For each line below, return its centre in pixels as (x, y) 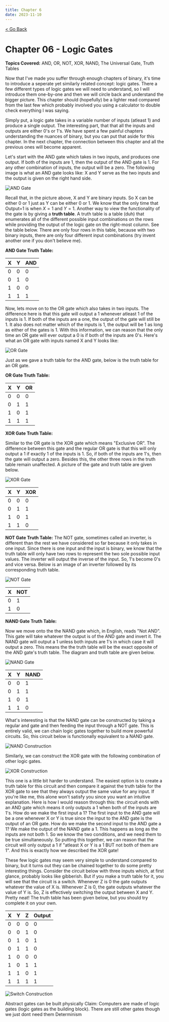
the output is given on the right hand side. (49, 178)
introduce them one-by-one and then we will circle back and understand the (84, 94)
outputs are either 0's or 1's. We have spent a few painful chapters (74, 131)
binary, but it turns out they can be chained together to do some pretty (78, 866)
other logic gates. (23, 761)
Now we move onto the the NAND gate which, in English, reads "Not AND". (83, 631)
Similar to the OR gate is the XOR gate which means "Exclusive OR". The (80, 443)
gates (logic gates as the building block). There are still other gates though (83, 1009)
